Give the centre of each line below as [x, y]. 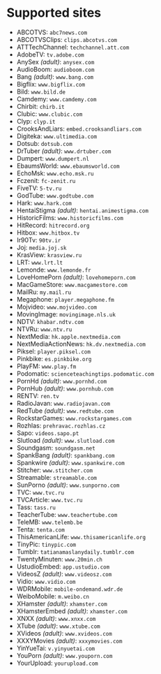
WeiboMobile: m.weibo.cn [53, 596]
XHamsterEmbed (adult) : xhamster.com [72, 611]
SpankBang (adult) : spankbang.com [66, 455]
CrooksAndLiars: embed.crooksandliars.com [79, 129]
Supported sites [54, 13]
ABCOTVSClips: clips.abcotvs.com [67, 39]
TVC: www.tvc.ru [40, 492]
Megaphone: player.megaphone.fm [65, 299]
